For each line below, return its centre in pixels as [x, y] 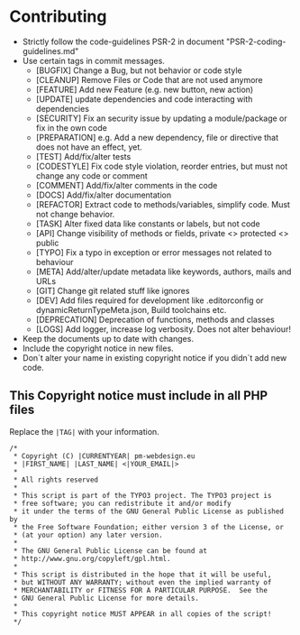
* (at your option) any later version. [88, 535]
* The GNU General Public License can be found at [110, 551]
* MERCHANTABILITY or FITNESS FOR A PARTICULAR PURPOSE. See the [141, 590]
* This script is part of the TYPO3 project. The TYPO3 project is [142, 495]
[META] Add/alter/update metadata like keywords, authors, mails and [164, 271]
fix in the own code [72, 127]
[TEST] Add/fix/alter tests [83, 156]
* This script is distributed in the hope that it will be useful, [142, 575]
